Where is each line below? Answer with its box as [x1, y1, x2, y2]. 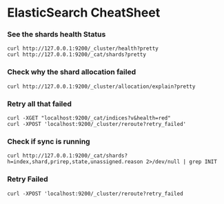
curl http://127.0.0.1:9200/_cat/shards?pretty [7, 51, 147, 58]
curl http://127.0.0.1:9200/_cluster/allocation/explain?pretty [7, 83, 196, 90]
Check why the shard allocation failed [7, 67, 136, 77]
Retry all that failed [7, 99, 72, 109]
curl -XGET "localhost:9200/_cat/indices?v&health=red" [7, 115, 171, 122]
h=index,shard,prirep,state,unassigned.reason [7, 158, 143, 165]
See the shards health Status [7, 30, 106, 39]
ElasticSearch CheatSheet [7, 5, 161, 21]
